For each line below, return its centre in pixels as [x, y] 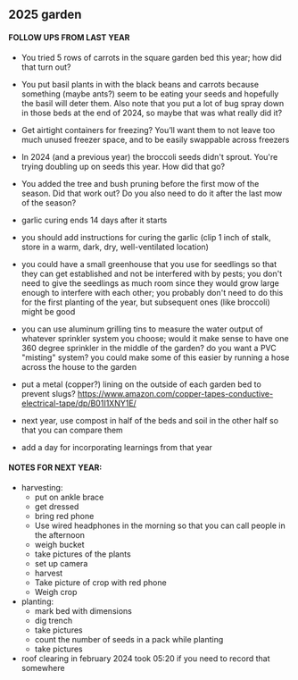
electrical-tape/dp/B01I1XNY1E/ [79, 403]
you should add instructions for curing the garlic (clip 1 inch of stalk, [146, 237]
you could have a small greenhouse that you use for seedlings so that [149, 264]
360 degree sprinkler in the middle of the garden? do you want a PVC [149, 348]
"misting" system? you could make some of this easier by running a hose [155, 357]
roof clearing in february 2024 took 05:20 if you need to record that [145, 658]
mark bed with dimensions [83, 610]
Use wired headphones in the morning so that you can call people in [160, 525]
